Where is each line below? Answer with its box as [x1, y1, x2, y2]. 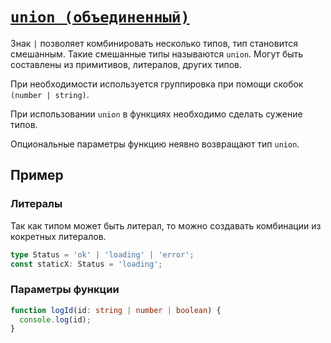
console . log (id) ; [19, 314, 92, 325]
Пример [10, 167, 64, 184]
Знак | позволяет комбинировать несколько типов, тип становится [10, 37, 298, 49]
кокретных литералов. [10, 230, 107, 242]
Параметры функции [10, 283, 120, 297]
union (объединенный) [10, 8, 190, 27]
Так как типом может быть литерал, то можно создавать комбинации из [10, 219, 322, 232]
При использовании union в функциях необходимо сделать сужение [10, 108, 303, 120]
